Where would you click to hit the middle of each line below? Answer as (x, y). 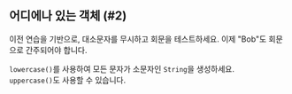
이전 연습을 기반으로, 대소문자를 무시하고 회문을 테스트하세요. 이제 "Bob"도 (138, 39)
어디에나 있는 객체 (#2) (68, 16)
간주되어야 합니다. (56, 50)
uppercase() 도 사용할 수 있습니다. (68, 80)
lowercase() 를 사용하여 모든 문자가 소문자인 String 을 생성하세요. (122, 68)
